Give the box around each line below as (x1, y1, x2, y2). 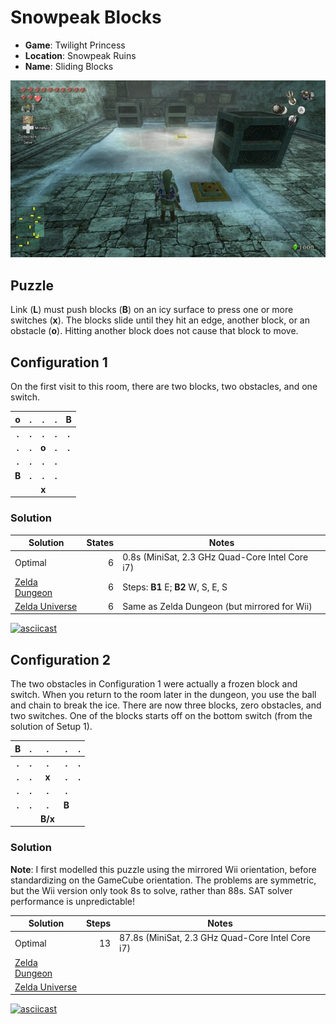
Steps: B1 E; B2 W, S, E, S (122, 581, 228, 593)
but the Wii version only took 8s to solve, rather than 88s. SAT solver (10, 884, 293, 896)
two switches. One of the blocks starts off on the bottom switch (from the (10, 710, 313, 722)
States (86, 537, 115, 549)
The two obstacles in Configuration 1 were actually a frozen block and (10, 678, 298, 690)
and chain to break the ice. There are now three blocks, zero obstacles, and (10, 699, 322, 711)
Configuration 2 (10, 651, 112, 668)
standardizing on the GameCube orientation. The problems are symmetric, (10, 874, 317, 886)
